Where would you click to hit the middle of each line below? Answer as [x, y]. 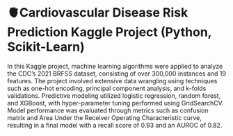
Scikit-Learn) [46, 47]
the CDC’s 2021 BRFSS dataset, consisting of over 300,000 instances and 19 [116, 74]
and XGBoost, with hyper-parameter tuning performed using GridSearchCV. [115, 103]
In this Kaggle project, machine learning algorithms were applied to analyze [115, 66]
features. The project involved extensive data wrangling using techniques [112, 80]
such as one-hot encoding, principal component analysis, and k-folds [107, 88]
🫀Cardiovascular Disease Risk [98, 13]
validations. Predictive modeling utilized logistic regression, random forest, [114, 95]
